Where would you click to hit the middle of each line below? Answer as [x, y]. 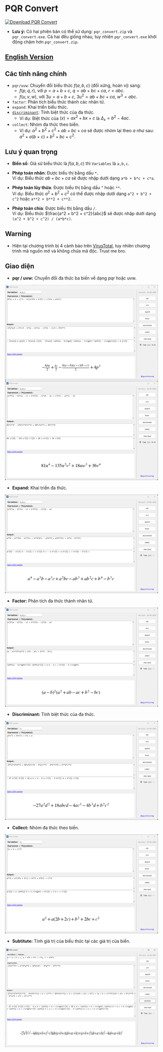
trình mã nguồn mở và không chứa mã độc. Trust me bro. [69, 251]
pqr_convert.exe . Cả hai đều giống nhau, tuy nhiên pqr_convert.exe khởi [84, 37]
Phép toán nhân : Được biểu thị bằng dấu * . [55, 173]
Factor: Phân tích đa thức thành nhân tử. [53, 601]
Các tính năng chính [36, 74]
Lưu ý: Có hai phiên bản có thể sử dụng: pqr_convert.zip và [72, 31]
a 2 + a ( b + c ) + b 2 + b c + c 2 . [47, 136]
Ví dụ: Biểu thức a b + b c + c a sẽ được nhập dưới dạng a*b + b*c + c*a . [83, 178]
